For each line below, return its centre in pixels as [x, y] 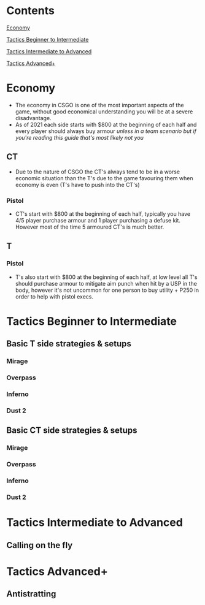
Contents [31, 11]
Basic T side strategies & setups [69, 344]
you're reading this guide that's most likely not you [79, 137]
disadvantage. [33, 118]
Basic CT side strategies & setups [72, 431]
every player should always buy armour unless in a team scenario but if [106, 131]
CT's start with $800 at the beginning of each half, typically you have [103, 214]
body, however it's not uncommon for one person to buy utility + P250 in [107, 290]
